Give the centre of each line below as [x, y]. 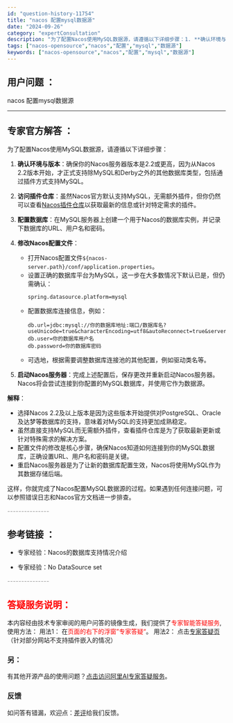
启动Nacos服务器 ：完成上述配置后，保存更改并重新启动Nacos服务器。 [118, 374]
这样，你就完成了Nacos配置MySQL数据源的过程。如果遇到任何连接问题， [112, 488]
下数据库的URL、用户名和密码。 [63, 228]
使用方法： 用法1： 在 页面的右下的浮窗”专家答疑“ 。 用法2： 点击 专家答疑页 [114, 632]
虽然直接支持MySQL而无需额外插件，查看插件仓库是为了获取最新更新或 [119, 430]
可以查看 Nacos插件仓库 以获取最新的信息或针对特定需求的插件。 [108, 204]
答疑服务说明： [39, 604]
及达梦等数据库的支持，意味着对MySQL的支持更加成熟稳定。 [104, 421]
